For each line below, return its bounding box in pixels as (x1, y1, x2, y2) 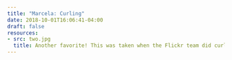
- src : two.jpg (7, 36, 51, 43)
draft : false (7, 23, 45, 30)
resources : (7, 29, 39, 37)
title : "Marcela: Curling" (7, 10, 85, 17)
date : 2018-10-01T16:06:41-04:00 (7, 17, 104, 23)
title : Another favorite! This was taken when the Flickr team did (13, 42, 212, 49)
